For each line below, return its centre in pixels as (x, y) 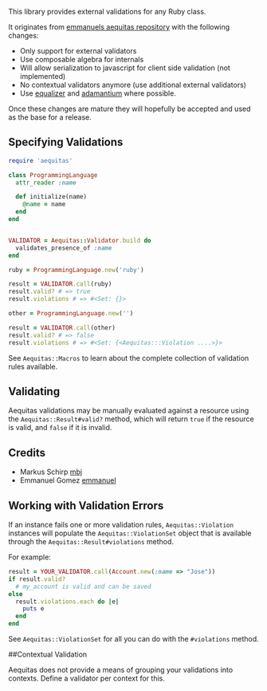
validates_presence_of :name (64, 248)
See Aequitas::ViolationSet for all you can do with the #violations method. (133, 639)
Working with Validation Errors (86, 505)
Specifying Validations (66, 142)
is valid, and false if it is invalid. (60, 428)
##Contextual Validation (48, 654)
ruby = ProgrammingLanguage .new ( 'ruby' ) (77, 270)
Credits (27, 453)
